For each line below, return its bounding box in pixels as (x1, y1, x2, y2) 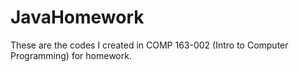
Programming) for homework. (10, 49, 132, 61)
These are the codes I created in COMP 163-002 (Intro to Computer (10, 39, 289, 51)
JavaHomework (10, 6, 145, 29)
